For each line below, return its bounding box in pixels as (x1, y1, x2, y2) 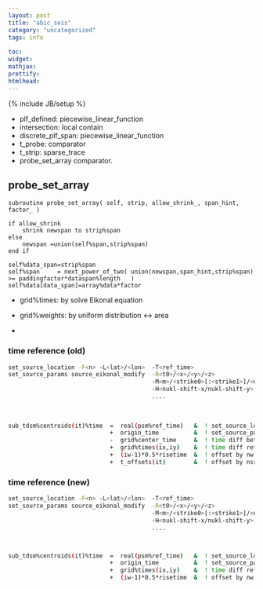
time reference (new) (8, 477, 90, 488)
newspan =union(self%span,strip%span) (22, 240, 149, 248)
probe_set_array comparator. (19, 155, 113, 165)
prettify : (8, 70, 41, 78)
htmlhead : (8, 77, 41, 85)
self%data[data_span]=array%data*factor (8, 282, 142, 290)
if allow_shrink (8, 220, 61, 228)
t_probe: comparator (19, 139, 86, 148)
